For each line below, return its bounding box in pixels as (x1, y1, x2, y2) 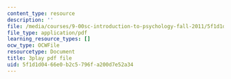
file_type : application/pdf (7, 29, 88, 36)
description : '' (7, 16, 54, 23)
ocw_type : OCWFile (7, 42, 60, 49)
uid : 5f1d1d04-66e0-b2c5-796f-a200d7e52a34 (7, 61, 134, 68)
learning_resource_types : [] (7, 36, 91, 43)
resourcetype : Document (7, 49, 76, 56)
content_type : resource (7, 10, 76, 17)
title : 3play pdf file (7, 55, 72, 62)
